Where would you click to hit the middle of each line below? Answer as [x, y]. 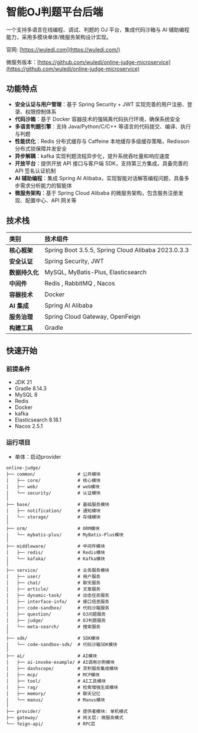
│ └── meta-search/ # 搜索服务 [53, 627]
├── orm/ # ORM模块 [53, 528]
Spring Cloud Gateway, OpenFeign [92, 316]
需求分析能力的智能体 [46, 185]
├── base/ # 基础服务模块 [58, 504]
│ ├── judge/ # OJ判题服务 [56, 620]
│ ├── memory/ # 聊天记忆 [53, 693]
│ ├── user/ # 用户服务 [53, 576]
